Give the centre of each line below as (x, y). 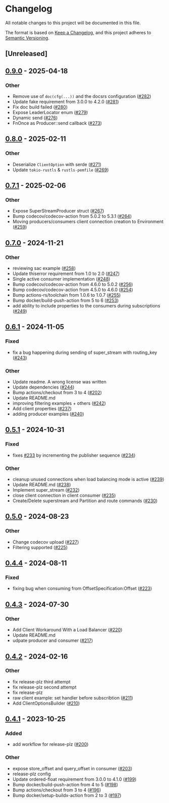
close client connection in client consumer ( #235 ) (64, 496)
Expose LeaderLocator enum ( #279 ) (50, 113)
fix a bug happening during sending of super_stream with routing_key (85, 352)
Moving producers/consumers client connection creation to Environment (88, 222)
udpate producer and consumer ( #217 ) (53, 640)
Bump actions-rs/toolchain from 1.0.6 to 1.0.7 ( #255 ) (67, 295)
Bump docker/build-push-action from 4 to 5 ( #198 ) (65, 784)
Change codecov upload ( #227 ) (46, 542)
